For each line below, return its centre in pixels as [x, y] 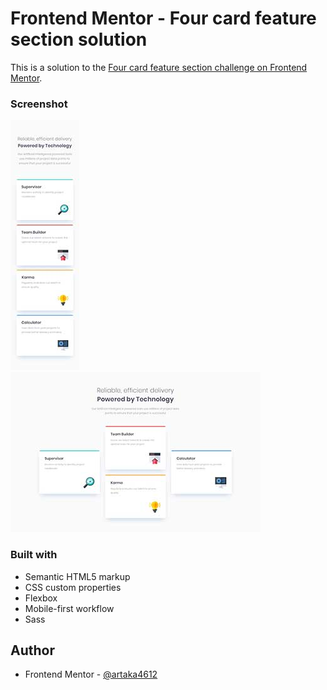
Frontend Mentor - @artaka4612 [91, 674]
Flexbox [41, 598]
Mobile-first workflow [69, 608]
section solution [79, 39]
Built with [34, 555]
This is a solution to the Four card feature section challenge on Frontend [159, 67]
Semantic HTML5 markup [77, 576]
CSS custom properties [73, 587]
